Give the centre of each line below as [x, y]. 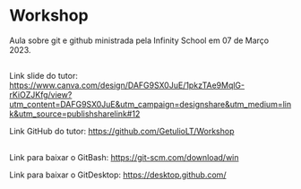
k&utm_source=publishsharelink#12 [75, 114]
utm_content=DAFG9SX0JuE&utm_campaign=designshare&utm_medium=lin [150, 105]
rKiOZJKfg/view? [41, 95]
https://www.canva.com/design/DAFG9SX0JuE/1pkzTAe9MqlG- [127, 85]
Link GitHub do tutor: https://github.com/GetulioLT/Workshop [122, 132]
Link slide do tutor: [43, 76]
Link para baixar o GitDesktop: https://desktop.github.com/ [118, 175]
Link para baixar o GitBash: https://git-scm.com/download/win [124, 157]
